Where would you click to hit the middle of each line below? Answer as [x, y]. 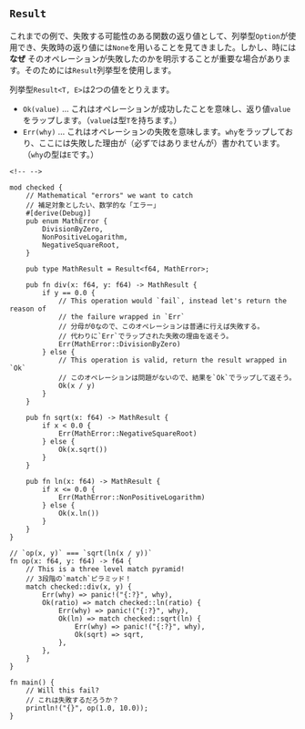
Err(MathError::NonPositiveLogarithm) [132, 497]
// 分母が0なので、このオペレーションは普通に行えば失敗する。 [161, 326]
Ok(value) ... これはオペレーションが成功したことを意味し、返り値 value [157, 108]
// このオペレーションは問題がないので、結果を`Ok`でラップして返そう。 [177, 377]
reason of [28, 309]
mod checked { [36, 187]
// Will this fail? [63, 690]
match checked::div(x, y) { [79, 587]
